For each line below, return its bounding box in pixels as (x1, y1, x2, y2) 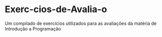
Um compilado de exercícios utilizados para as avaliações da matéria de (5, 20, 157, 26)
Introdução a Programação (5, 25, 61, 31)
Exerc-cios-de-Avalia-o (5, 4, 107, 15)
